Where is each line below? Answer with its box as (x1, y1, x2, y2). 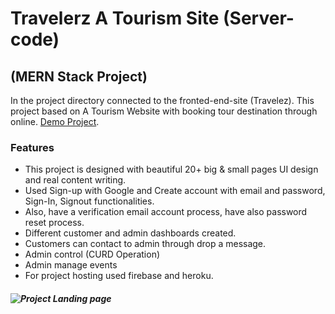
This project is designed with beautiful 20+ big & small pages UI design (24, 163, 319, 176)
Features (10, 140, 55, 154)
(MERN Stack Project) (10, 68, 148, 85)
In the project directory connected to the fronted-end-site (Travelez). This (10, 95, 315, 106)
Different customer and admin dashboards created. (24, 227, 237, 239)
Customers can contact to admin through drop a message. (24, 238, 267, 250)
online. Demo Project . (10, 116, 100, 127)
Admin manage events (24, 259, 118, 271)
